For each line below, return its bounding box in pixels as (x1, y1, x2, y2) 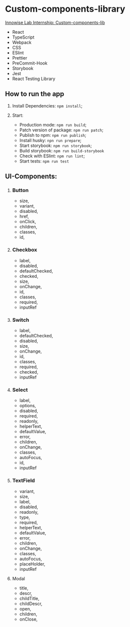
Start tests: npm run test (19, 158, 69, 164)
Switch (12, 316, 29, 323)
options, (19, 403, 36, 409)
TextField (12, 477, 35, 484)
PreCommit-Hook (12, 60, 48, 66)
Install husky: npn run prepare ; (19, 137, 82, 143)
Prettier (12, 55, 27, 61)
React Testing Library (12, 76, 55, 82)
